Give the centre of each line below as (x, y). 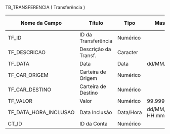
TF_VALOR (20, 101)
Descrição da (95, 49)
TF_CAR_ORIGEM (28, 75)
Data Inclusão (96, 112)
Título (96, 23)
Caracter (127, 52)
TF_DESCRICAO (27, 52)
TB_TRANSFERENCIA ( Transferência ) (45, 7)
